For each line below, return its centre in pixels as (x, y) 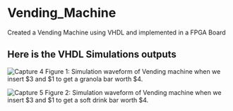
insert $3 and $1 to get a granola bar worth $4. (75, 79)
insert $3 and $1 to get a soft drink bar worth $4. (78, 100)
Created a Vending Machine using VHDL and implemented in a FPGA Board (116, 32)
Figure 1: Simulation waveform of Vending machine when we (133, 71)
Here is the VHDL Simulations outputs (92, 54)
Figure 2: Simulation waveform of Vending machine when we (133, 92)
